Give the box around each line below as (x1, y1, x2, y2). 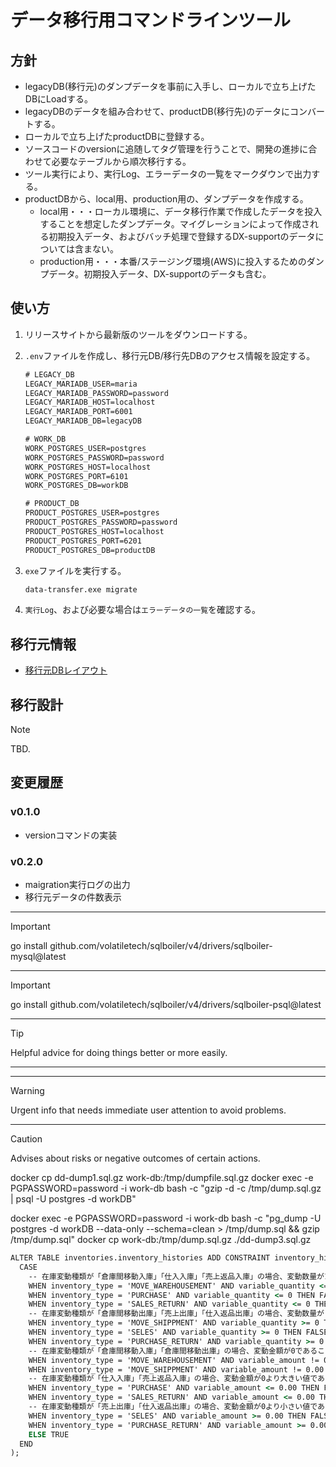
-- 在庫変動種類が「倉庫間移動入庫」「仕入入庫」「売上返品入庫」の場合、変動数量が (28, 1271, 325, 1281)
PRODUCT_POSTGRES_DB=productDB (24, 545, 156, 555)
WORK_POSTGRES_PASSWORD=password (24, 452, 165, 463)
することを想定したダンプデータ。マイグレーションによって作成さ (39, 218, 311, 230)
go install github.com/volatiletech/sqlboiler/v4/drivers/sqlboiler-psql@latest (10, 999, 322, 1011)
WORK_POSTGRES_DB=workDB (24, 481, 129, 491)
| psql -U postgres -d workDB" (10, 1193, 137, 1205)
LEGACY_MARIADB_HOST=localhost (24, 397, 156, 408)
